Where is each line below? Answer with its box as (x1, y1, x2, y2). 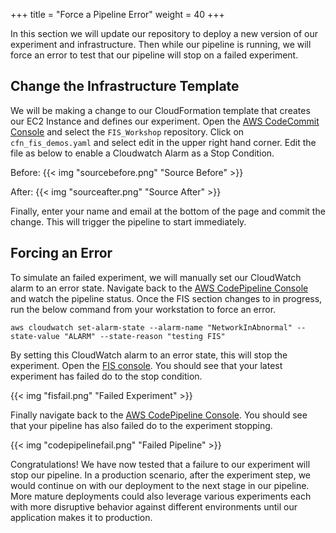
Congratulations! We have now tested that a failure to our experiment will (10, 458, 311, 470)
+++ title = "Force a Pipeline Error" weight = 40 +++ (10, 9, 225, 20)
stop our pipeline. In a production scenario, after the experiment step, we (10, 469, 312, 481)
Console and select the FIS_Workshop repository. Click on (10, 125, 245, 138)
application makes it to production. (10, 511, 153, 523)
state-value (10, 331, 60, 341)
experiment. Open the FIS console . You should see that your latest (10, 359, 283, 371)
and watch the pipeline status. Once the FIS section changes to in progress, (10, 292, 323, 304)
